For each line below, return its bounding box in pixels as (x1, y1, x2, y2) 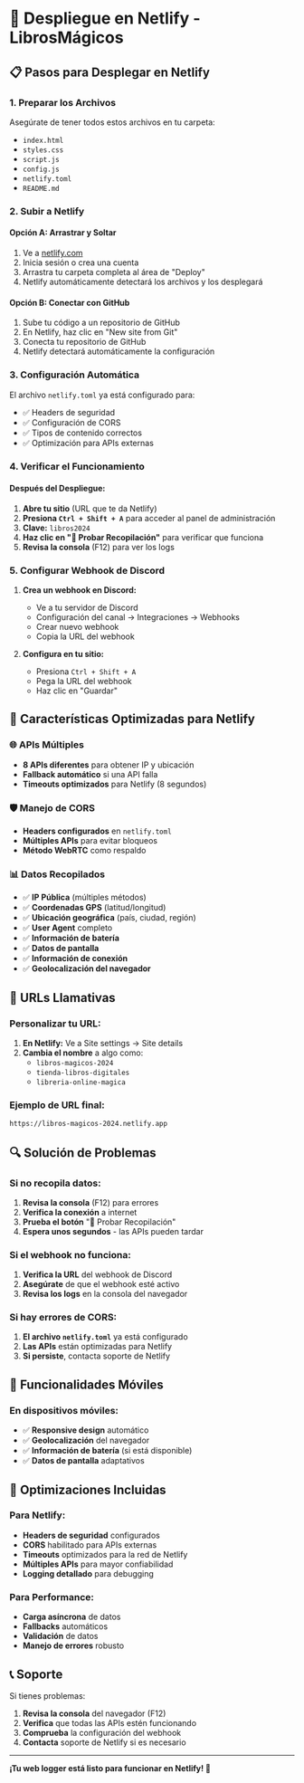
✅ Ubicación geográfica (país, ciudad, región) (22, 912, 196, 923)
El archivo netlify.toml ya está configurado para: (9, 389, 195, 400)
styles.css (22, 145, 64, 155)
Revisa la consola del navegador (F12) (22, 1708, 166, 1719)
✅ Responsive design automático (22, 1425, 149, 1435)
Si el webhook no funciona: (9, 1248, 131, 1261)
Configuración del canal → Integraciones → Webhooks (35, 611, 241, 623)
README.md (22, 184, 61, 193)
